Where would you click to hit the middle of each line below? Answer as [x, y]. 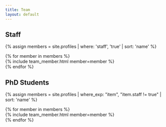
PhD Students [27, 82]
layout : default [22, 14]
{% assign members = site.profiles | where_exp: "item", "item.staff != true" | [83, 95]
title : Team [18, 10]
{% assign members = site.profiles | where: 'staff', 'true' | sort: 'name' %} [81, 47]
